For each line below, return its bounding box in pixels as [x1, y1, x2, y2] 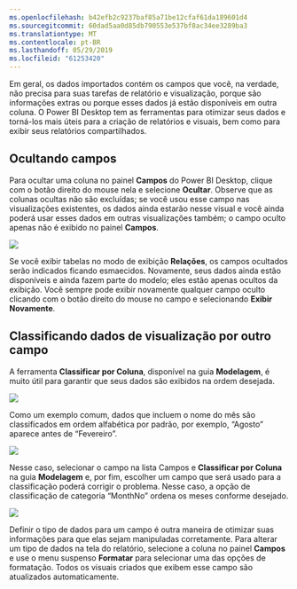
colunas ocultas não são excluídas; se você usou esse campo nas [9, 193, 250, 204]
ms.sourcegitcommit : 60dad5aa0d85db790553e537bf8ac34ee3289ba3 [9, 21, 248, 30]
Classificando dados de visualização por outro [9, 329, 272, 344]
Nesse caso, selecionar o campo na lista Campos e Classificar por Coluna [9, 462, 282, 473]
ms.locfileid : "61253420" [9, 54, 105, 63]
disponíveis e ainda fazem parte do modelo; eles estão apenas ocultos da [9, 274, 278, 285]
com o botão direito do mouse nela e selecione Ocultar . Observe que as [9, 184, 273, 195]
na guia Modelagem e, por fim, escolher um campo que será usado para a [9, 471, 281, 482]
